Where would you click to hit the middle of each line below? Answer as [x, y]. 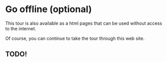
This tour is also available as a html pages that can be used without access [84, 23]
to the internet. [21, 28]
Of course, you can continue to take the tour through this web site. [75, 38]
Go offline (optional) [49, 9]
